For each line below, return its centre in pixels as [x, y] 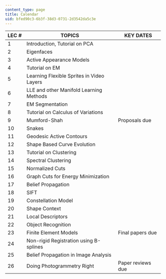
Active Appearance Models [58, 60]
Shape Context [44, 209]
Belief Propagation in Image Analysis [69, 255]
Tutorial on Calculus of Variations [65, 113]
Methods [37, 96]
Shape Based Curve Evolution [61, 145]
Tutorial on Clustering [51, 153]
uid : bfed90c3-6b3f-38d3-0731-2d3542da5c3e [51, 19]
